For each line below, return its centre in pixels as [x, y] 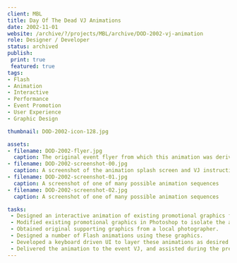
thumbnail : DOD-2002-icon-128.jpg [58, 131]
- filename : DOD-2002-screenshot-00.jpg [68, 164]
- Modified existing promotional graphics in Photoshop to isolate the [118, 223]
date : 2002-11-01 [33, 27]
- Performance [28, 99]
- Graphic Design [33, 118]
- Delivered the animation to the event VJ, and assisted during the [115, 249]
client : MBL [25, 14]
